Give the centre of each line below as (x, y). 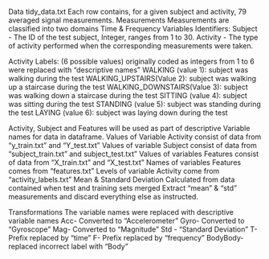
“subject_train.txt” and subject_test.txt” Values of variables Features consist (134, 154)
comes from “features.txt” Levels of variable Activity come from (114, 171)
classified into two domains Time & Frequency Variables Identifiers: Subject (133, 29)
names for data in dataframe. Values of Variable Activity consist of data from (135, 137)
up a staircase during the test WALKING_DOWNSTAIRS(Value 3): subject (128, 87)
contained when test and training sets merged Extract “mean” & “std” (123, 188)
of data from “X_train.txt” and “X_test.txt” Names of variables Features (125, 162)
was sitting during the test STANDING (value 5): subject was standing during (134, 104)
